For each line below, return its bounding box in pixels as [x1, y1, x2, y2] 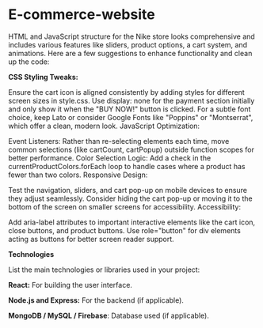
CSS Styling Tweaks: [8, 72, 78, 81]
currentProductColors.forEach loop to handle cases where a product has [8, 161, 246, 171]
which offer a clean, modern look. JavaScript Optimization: [8, 121, 200, 130]
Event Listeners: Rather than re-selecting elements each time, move [8, 136, 230, 145]
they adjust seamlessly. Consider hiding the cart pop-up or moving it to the [8, 194, 253, 203]
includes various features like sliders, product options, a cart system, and [8, 40, 248, 49]
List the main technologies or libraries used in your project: [8, 265, 200, 274]
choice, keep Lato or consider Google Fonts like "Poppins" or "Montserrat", [8, 112, 253, 122]
